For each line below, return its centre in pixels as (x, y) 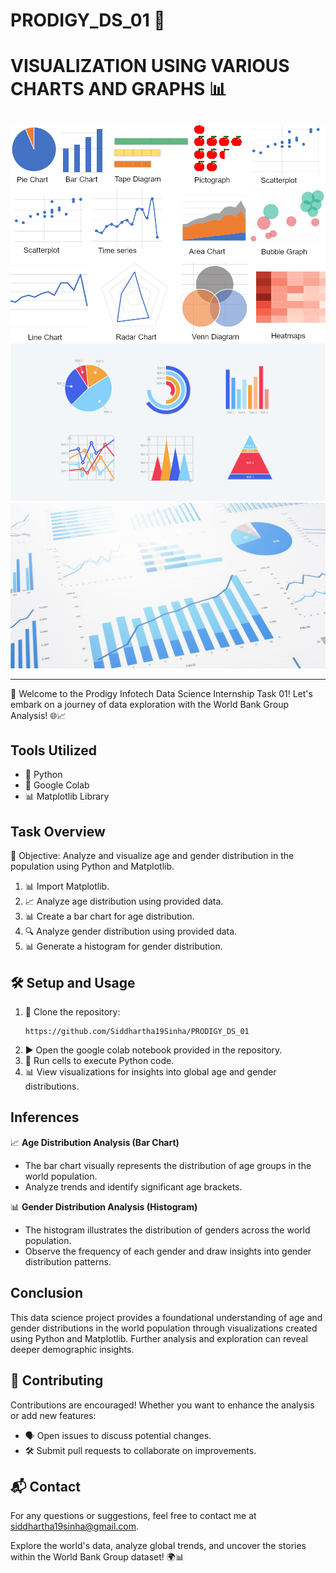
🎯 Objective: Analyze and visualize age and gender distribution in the (152, 856)
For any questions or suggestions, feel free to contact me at (133, 1516)
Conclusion (47, 1293)
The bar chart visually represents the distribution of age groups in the (168, 1165)
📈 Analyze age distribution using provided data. (124, 901)
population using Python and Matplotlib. (92, 866)
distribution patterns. (68, 1261)
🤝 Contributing (57, 1380)
